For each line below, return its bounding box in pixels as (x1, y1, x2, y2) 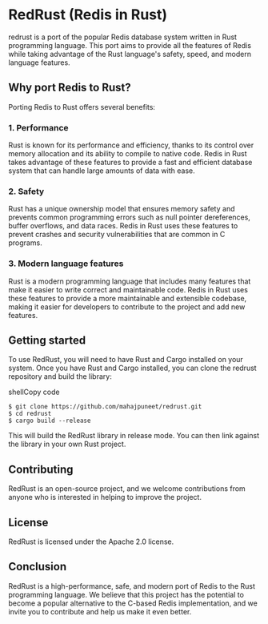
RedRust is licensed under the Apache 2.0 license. (8, 537, 174, 546)
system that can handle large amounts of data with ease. (8, 166, 195, 175)
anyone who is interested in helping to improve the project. (8, 493, 202, 502)
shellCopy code (8, 387, 60, 397)
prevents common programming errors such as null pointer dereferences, (8, 212, 250, 222)
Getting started (8, 334, 86, 348)
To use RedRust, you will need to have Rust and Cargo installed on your (8, 355, 244, 364)
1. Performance (8, 122, 70, 133)
